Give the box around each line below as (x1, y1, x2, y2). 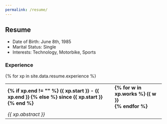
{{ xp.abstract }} (7, 111, 45, 118)
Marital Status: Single (12, 44, 56, 50)
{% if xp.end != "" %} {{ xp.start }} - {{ (7, 87, 99, 94)
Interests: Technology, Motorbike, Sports (12, 49, 96, 55)
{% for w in (114, 84, 142, 91)
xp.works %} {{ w (114, 90, 157, 97)
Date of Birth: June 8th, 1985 (12, 39, 72, 45)
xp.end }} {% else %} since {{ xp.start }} (7, 93, 103, 100)
